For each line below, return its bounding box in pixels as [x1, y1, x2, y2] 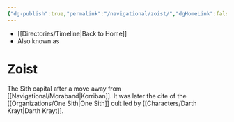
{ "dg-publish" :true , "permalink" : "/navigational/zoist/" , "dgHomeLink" [7, 10, 214, 17]
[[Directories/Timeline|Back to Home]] [17, 29, 127, 38]
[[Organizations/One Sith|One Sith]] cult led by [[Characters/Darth [7, 99, 197, 107]
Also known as [17, 36, 60, 45]
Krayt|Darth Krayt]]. [7, 106, 64, 115]
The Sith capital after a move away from [7, 84, 122, 93]
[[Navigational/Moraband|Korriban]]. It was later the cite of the [7, 91, 187, 100]
